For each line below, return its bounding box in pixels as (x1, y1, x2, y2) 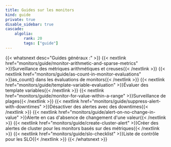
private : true (5, 17, 36, 22)
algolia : (14, 31, 33, 36)
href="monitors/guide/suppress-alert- (80, 98, 161, 104)
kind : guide (5, 12, 31, 17)
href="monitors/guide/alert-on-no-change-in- (58, 109, 156, 115)
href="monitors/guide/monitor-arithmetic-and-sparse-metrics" (5, 60, 138, 66)
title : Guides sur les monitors (5, 7, 74, 13)
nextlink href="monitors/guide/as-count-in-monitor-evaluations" (5, 71, 142, 77)
